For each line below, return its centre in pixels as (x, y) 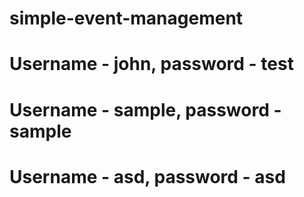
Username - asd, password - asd (147, 176)
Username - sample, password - (145, 109)
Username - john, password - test (151, 64)
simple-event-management (126, 18)
